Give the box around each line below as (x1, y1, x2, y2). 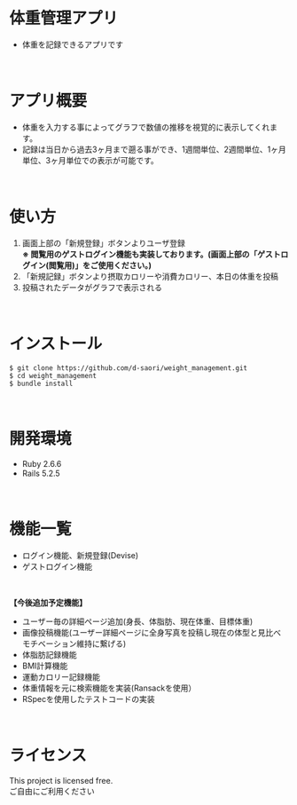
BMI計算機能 (21, 660, 68, 671)
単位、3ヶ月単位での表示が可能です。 (21, 154, 160, 165)
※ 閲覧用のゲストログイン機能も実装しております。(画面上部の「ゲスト (21, 249, 281, 259)
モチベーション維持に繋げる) (21, 638, 127, 649)
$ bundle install (9, 379, 74, 388)
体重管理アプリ (9, 8, 119, 28)
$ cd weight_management (9, 371, 98, 380)
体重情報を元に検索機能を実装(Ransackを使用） (21, 683, 197, 693)
